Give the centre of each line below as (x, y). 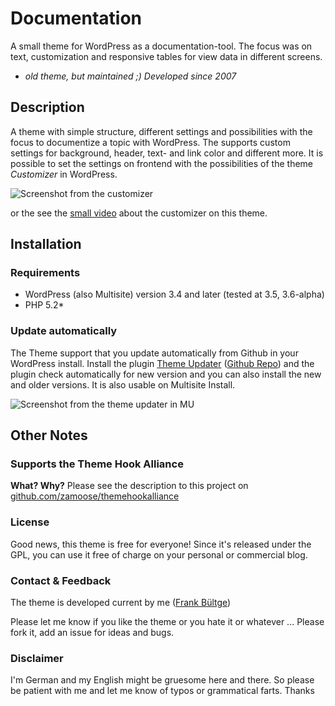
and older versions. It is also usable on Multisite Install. (123, 384)
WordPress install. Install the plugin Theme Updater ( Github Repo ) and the (162, 363)
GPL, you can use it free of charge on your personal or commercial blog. (159, 554)
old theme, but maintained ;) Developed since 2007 (130, 76)
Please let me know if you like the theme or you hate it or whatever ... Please (167, 622)
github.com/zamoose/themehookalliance (95, 496)
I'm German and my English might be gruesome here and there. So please (162, 680)
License (30, 522)
